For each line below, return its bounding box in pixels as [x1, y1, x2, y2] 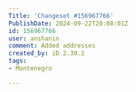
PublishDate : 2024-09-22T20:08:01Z [8, 19, 129, 27]
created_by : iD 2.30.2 [8, 49, 85, 57]
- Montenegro [8, 65, 53, 73]
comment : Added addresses [8, 42, 96, 50]
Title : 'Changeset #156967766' [8, 11, 114, 20]
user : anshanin [8, 34, 60, 43]
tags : [8, 57, 27, 65]
